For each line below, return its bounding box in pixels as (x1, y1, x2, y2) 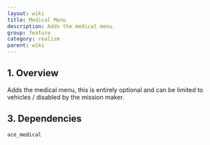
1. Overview (7, 67, 59, 79)
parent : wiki (7, 42, 45, 49)
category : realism (7, 36, 60, 43)
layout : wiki (7, 10, 45, 17)
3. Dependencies (7, 113, 82, 124)
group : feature (7, 29, 51, 36)
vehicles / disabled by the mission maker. (7, 93, 124, 101)
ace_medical (7, 131, 41, 138)
